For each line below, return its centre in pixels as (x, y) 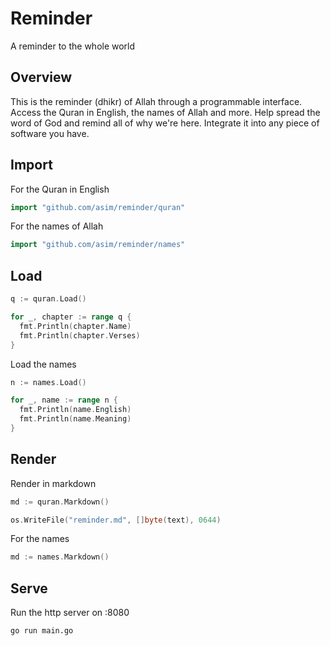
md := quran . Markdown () (60, 502)
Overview (41, 77)
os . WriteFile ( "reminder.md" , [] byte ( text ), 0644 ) (116, 520)
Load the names (43, 364)
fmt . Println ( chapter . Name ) (75, 326)
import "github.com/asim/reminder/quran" (98, 207)
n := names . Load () (48, 382)
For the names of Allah (57, 226)
